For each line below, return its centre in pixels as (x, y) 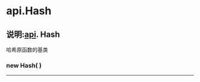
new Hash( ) (24, 65)
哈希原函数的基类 (27, 50)
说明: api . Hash (33, 34)
